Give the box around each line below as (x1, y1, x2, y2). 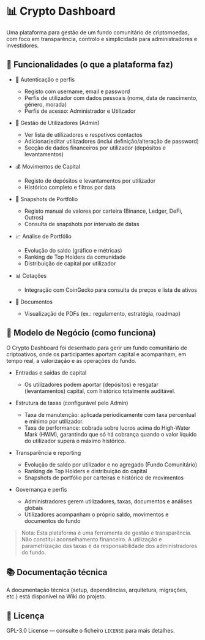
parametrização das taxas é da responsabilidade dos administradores (21, 542, 198, 549)
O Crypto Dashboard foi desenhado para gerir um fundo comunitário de (6, 344, 188, 351)
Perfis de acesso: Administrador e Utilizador (24, 107, 136, 115)
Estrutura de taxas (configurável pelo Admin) (15, 399, 129, 406)
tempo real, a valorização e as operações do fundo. (6, 357, 136, 364)
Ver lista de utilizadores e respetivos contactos (24, 131, 143, 138)
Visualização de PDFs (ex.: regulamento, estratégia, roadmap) (24, 310, 181, 317)
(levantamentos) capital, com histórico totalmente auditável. (24, 387, 176, 395)
